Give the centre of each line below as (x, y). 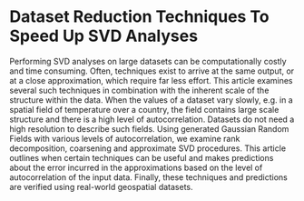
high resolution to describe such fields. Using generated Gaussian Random (149, 128)
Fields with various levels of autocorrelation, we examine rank (125, 138)
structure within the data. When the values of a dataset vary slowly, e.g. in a (151, 100)
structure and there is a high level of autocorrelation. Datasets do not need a (152, 119)
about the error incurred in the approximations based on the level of (136, 167)
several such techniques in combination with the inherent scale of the (139, 90)
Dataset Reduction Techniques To (139, 17)
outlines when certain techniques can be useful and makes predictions (142, 157)
